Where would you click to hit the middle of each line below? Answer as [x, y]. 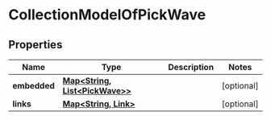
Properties [35, 45]
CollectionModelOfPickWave [107, 15]
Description [191, 67]
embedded [33, 86]
